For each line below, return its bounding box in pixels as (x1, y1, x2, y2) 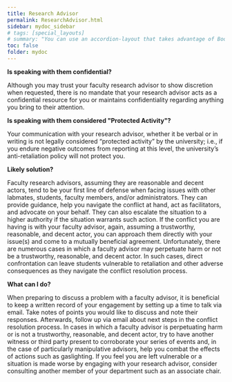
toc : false (7, 42, 39, 49)
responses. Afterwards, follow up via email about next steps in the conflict (7, 315, 218, 323)
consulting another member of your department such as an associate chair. (7, 367, 222, 375)
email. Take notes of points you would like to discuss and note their (7, 308, 198, 316)
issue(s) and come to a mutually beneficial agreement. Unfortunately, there (7, 237, 221, 245)
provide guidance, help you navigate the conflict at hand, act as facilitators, (7, 200, 222, 209)
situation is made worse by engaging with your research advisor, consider (7, 359, 217, 367)
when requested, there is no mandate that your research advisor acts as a (7, 88, 217, 97)
